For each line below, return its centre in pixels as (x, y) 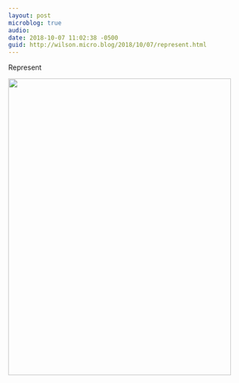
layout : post (30, 15)
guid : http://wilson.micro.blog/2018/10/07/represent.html (108, 45)
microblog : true (35, 23)
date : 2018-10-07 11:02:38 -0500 (63, 38)
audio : (19, 30)
